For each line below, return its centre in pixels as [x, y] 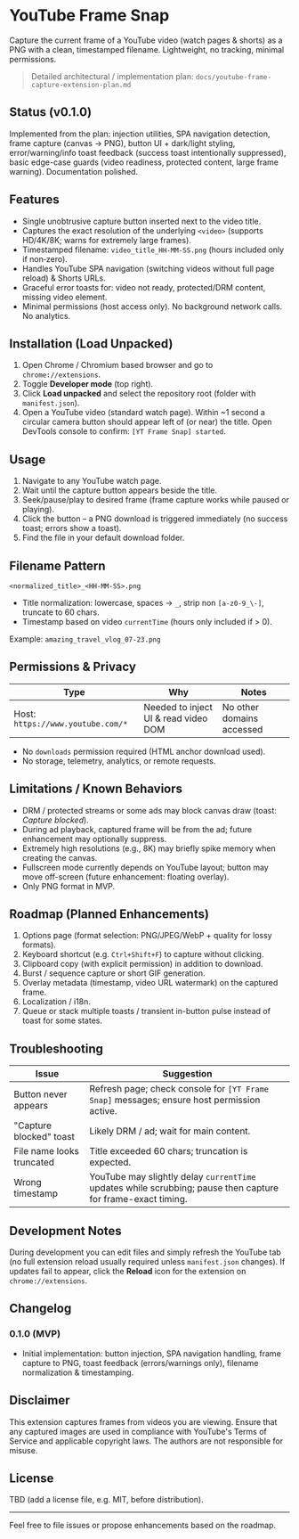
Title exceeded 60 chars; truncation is [169, 1151]
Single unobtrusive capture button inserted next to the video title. [141, 221]
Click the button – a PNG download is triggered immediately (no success [155, 519]
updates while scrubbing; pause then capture [184, 1188]
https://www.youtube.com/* [71, 724]
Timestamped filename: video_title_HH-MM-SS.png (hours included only [153, 250]
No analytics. [46, 315]
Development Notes [65, 1231]
